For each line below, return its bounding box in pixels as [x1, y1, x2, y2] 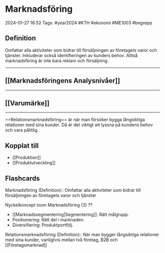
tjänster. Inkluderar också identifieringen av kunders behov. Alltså [5, 52, 138, 58]
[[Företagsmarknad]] [5, 242, 48, 248]
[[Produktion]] [12, 154, 41, 161]
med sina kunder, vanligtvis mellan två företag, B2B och [5, 237, 118, 243]
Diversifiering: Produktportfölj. [12, 222, 74, 228]
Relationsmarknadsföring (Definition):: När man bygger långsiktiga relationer [5, 232, 160, 237]
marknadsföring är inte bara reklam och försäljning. [5, 58, 109, 64]
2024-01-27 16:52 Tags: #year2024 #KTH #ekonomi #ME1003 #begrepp [5, 20, 152, 26]
